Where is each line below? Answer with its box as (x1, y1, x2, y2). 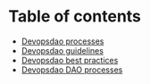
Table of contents (8, 6, 142, 27)
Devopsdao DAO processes (21, 64, 123, 75)
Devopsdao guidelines (21, 45, 104, 55)
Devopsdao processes (21, 36, 104, 46)
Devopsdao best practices (21, 55, 119, 65)
